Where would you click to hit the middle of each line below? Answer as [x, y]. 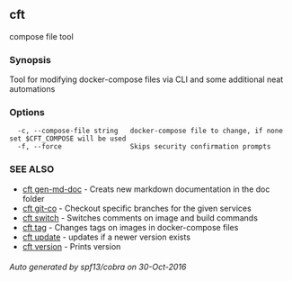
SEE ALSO [32, 169]
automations [32, 89]
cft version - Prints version [71, 246]
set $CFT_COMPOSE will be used [68, 139]
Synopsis [30, 59]
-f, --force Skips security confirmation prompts [144, 147]
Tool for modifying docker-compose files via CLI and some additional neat [146, 79]
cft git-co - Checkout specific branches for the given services [137, 208]
